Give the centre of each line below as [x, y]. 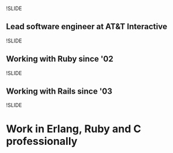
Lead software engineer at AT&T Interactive [87, 26]
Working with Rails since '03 [59, 92]
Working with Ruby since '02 [60, 59]
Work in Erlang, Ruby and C [74, 129]
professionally [42, 141]
